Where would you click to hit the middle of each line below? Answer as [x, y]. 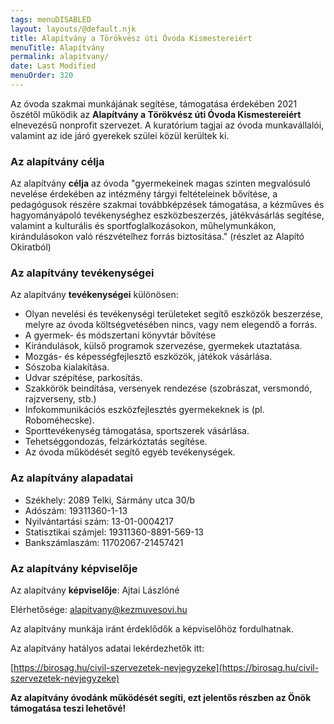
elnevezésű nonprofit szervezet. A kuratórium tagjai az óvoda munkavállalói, [167, 125]
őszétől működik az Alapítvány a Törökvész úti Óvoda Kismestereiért [156, 114]
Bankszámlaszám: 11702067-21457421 [104, 542]
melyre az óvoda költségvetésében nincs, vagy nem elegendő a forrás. [171, 325]
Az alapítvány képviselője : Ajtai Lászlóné [95, 590]
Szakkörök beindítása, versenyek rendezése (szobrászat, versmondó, [168, 388]
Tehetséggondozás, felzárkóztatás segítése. [116, 442]
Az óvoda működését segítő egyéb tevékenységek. [130, 452]
